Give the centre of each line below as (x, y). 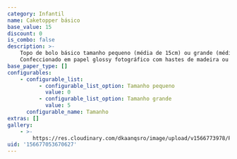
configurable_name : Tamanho (67, 112)
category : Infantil (36, 14)
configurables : (30, 72)
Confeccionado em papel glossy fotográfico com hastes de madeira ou (124, 60)
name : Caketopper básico (44, 20)
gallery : (20, 125)
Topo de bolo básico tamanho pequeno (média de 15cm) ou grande (116, 53)
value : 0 (58, 92)
